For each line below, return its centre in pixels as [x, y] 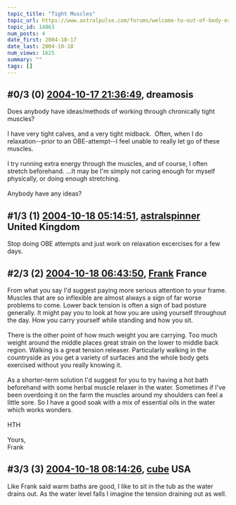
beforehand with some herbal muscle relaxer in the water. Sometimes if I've [117, 388]
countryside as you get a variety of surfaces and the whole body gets [108, 358]
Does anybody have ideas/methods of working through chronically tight [111, 111]
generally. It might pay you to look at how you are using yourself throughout [117, 313]
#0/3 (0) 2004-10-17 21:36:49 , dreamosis [100, 95]
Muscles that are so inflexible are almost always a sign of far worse [105, 298]
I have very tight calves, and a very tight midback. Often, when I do [105, 134]
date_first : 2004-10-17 [42, 40]
